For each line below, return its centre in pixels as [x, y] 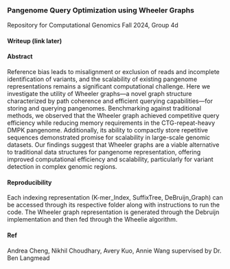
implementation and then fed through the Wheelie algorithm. [92, 220]
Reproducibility [30, 182]
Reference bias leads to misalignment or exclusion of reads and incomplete [113, 72]
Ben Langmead [28, 258]
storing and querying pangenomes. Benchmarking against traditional [104, 108]
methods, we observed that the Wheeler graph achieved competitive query [113, 116]
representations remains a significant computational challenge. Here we [109, 86]
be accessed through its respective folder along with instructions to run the [113, 205]
